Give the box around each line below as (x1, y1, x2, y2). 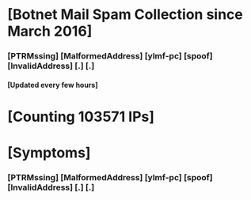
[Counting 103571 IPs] (7, 108, 155, 126)
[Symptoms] (7, 144, 91, 162)
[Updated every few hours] (7, 80, 98, 89)
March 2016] (7, 22, 93, 40)
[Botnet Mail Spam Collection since (7, 6, 243, 24)
